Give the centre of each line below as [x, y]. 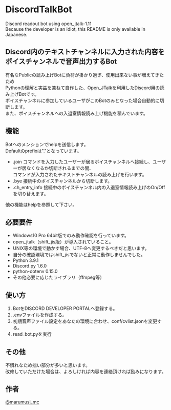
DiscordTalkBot [39, 9]
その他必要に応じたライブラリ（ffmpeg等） [59, 277]
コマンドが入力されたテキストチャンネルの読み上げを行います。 [80, 174]
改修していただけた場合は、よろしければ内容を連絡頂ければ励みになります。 [86, 372]
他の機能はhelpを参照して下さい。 [41, 204]
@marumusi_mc [22, 402]
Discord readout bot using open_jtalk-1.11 [48, 24]
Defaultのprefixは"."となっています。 [44, 151]
